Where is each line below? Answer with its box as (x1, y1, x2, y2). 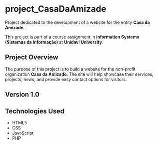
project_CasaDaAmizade (5, 3, 106, 15)
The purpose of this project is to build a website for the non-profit (5, 66, 136, 72)
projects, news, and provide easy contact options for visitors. (5, 76, 127, 82)
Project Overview (5, 53, 58, 62)
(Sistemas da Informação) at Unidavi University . (5, 39, 103, 45)
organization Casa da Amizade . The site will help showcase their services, (5, 71, 154, 77)
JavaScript (12, 130, 34, 136)
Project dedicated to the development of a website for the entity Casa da (5, 19, 150, 25)
